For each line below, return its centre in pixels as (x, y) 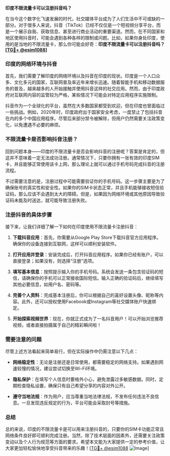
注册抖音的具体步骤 (29, 214)
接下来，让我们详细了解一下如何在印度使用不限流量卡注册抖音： (72, 226)
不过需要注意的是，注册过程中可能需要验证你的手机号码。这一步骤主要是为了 (85, 181)
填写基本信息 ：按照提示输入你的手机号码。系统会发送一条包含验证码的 (86, 272)
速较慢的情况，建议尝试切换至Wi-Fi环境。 (56, 369)
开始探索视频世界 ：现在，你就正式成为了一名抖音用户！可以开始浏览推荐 (88, 318)
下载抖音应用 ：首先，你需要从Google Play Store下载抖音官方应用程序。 (87, 237)
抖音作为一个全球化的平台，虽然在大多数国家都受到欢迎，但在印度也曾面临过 (85, 106)
